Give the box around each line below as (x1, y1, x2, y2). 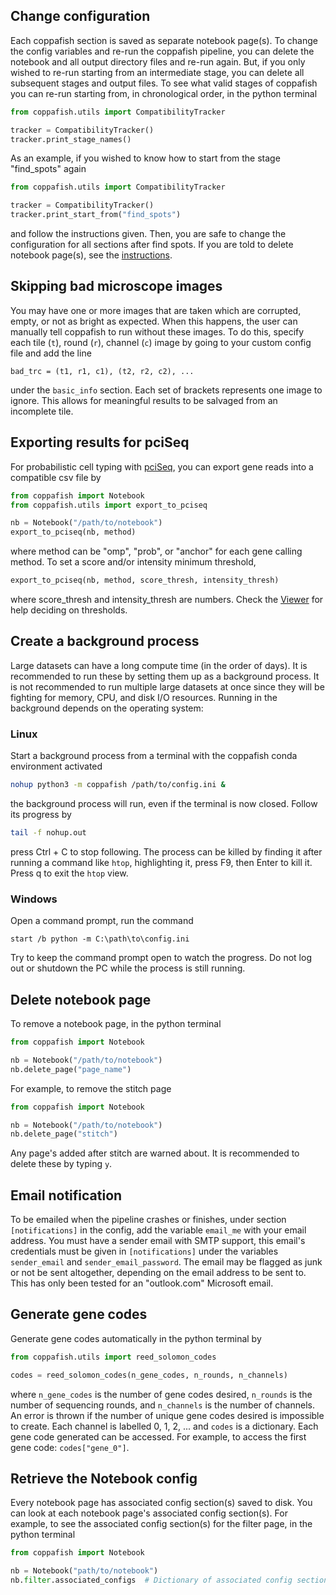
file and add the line (10, 347, 92, 359)
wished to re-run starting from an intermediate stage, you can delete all (10, 66, 305, 78)
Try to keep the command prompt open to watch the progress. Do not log (10, 952, 312, 964)
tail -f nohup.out (10, 828, 87, 838)
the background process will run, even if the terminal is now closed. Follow (10, 798, 318, 810)
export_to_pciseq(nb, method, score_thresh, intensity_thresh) (10, 575, 280, 586)
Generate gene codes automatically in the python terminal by (10, 1332, 262, 1344)
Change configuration (10, 8, 151, 25)
